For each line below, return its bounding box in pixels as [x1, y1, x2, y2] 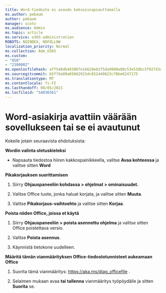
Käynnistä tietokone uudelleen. [12, 244, 76, 250]
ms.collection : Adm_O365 [5, 48, 56, 53]
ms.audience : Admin [5, 26, 45, 31]
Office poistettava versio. [12, 225, 64, 231]
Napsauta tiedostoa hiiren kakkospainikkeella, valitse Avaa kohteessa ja [12, 157, 159, 163]
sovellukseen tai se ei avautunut [5, 122, 140, 133]
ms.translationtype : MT [5, 76, 54, 81]
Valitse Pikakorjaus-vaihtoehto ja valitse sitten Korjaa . [12, 201, 124, 207]
